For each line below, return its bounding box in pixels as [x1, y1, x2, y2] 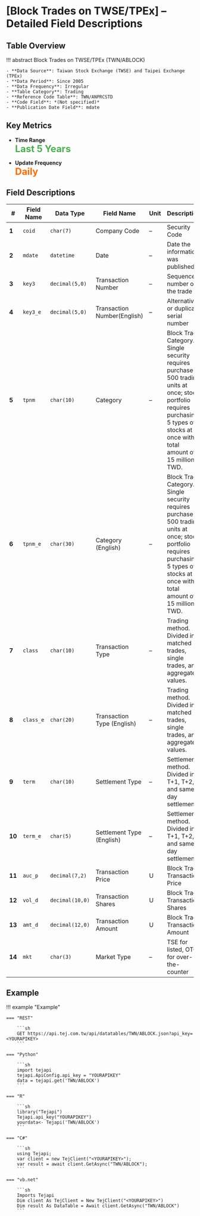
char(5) [49, 833, 72, 839]
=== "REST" [6, 1015, 33, 1021]
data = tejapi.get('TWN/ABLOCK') [17, 1078, 100, 1084]
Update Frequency [14, 159, 62, 166]
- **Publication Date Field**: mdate [6, 104, 100, 110]
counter [166, 967, 189, 976]
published [166, 262, 195, 271]
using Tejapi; [17, 1151, 52, 1157]
